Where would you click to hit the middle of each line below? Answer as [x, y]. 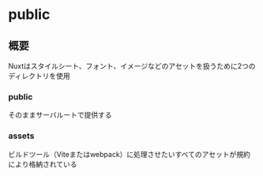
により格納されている [43, 164]
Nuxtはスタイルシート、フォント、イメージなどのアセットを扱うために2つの [132, 66]
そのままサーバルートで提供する [60, 115]
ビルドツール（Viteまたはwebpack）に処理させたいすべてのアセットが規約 [130, 154]
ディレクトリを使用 [39, 76]
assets [21, 136]
